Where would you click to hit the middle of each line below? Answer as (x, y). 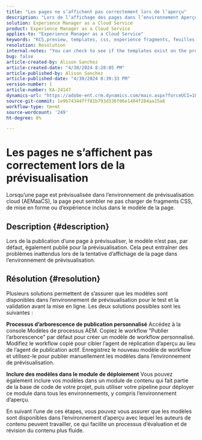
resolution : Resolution (36, 46)
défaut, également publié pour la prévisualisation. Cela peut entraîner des (97, 247)
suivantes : (20, 312)
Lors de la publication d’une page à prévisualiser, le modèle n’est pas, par (97, 241)
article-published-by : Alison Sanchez (55, 73)
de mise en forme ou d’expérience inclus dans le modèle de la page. (91, 208)
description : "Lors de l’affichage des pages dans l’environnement (93, 17)
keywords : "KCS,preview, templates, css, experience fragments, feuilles (101, 40)
